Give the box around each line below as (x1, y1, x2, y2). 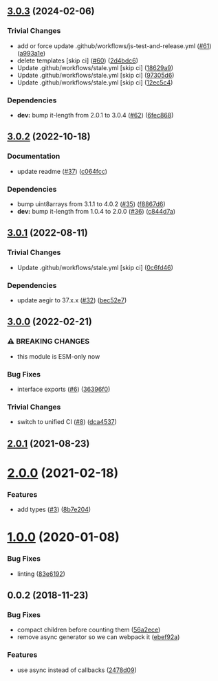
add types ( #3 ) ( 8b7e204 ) (17, 505, 91, 514)
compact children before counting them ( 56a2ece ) (17, 625, 161, 634)
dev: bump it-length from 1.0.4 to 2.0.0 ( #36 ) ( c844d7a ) (17, 207, 176, 215)
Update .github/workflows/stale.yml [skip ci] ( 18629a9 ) (17, 63, 174, 71)
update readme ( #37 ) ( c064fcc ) (17, 167, 108, 175)
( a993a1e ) (17, 49, 46, 57)
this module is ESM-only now (17, 352, 100, 360)
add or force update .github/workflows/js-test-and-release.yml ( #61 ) (17, 41, 212, 50)
